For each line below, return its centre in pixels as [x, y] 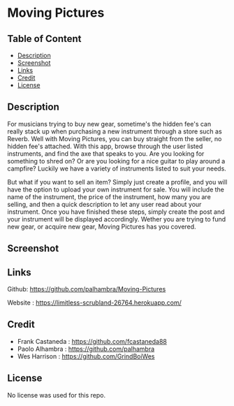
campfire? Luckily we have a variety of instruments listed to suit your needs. [117, 168]
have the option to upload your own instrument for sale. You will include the [116, 189]
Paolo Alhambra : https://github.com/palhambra [86, 349]
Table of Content [44, 39]
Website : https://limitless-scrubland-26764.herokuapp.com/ [94, 303]
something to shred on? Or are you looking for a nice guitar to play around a [116, 161]
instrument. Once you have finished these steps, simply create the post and [116, 212]
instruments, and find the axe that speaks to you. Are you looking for [106, 153]
